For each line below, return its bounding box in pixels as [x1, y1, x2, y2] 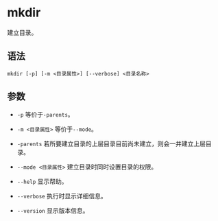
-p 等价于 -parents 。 [16, 110, 74, 118]
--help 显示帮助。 [16, 177, 68, 185]
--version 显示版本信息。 [16, 206, 89, 214]
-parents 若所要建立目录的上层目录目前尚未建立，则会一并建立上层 [16, 139, 206, 148]
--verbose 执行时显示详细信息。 [16, 191, 108, 200]
